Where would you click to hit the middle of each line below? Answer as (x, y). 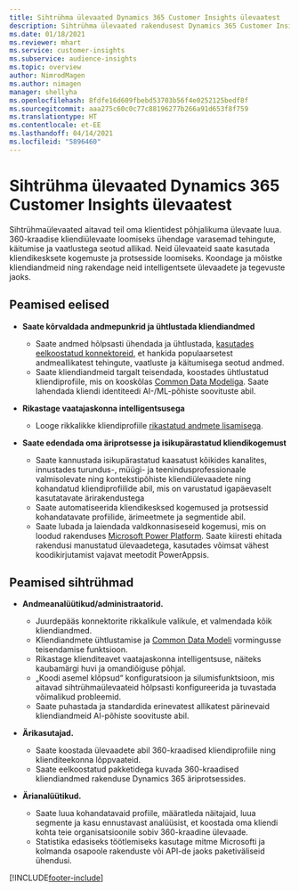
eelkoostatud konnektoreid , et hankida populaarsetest (134, 353)
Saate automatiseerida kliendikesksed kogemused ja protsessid (152, 507)
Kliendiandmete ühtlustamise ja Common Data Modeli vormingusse (158, 640)
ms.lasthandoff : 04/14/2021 (61, 134)
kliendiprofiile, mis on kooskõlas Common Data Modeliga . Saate (152, 381)
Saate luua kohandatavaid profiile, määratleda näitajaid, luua (145, 813)
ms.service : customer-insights (67, 51)
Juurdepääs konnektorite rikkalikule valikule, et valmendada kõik (154, 621)
